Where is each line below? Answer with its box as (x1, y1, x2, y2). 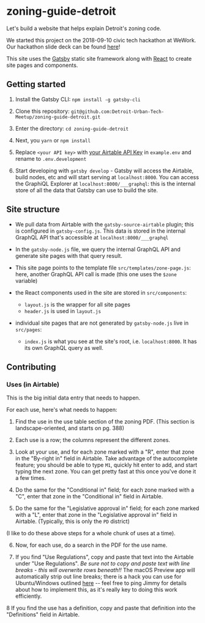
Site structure (6, 204, 60, 215)
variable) (15, 277, 38, 284)
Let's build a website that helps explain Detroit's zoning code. (6, 25, 162, 32)
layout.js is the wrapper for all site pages (24, 301, 130, 308)
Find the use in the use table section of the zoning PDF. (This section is (15, 418, 195, 425)
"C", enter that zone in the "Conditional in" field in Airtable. (15, 493, 163, 500)
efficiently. (15, 592, 42, 600)
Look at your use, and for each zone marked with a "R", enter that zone (15, 448, 195, 455)
